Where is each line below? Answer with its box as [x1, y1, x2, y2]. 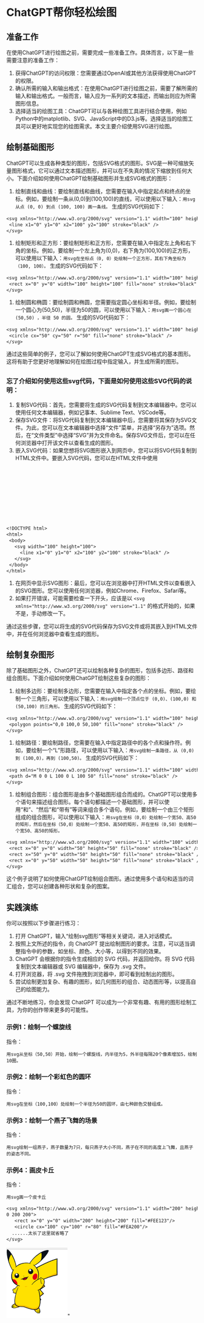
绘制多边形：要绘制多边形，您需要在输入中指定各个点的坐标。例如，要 [15, 688, 191, 695]
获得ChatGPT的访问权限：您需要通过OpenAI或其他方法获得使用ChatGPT [15, 69, 196, 77]
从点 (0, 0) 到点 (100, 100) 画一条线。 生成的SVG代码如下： [15, 202, 166, 210]
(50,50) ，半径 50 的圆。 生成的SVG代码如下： [15, 314, 131, 321]
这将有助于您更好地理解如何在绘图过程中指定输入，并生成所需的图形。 [6, 358, 182, 365]
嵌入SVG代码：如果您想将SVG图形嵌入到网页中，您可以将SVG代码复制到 [15, 446, 197, 454]
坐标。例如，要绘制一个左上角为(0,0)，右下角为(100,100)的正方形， [25, 247, 194, 254]
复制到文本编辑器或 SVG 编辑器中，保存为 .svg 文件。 [15, 963, 149, 970]
